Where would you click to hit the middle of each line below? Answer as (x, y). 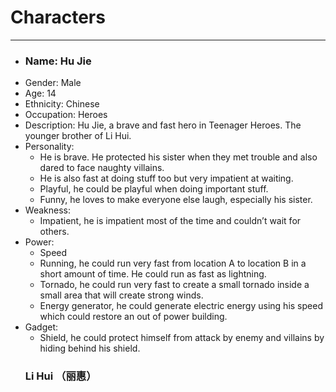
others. (54, 232)
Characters (58, 17)
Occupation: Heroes (66, 115)
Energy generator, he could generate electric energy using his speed (181, 306)
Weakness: (47, 210)
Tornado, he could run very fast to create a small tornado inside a (174, 285)
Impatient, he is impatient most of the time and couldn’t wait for (170, 221)
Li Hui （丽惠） (60, 376)
